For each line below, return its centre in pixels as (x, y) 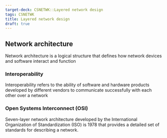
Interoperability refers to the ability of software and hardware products (77, 85)
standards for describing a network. (42, 130)
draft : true (17, 24)
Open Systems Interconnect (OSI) (47, 109)
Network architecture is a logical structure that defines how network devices (83, 56)
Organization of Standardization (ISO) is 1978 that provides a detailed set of (83, 125)
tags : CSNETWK (20, 14)
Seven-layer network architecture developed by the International (71, 119)
